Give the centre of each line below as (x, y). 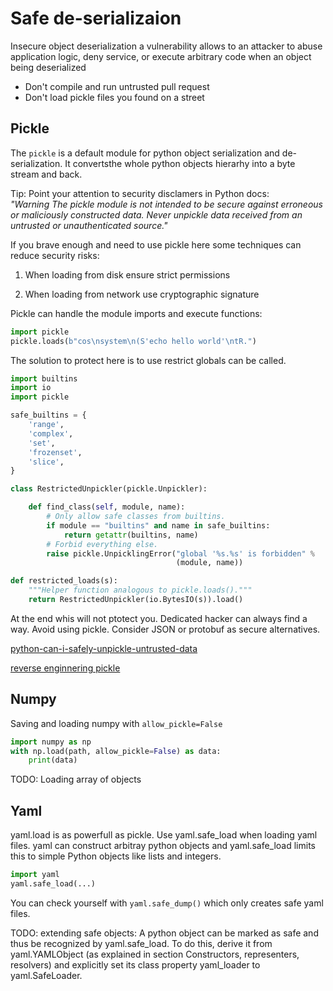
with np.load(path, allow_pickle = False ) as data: (116, 751)
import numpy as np (51, 742)
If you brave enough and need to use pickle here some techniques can (156, 244)
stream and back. (46, 174)
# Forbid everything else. (102, 544)
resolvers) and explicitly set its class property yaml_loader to (135, 964)
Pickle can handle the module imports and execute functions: (136, 313)
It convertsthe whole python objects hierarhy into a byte (180, 163)
